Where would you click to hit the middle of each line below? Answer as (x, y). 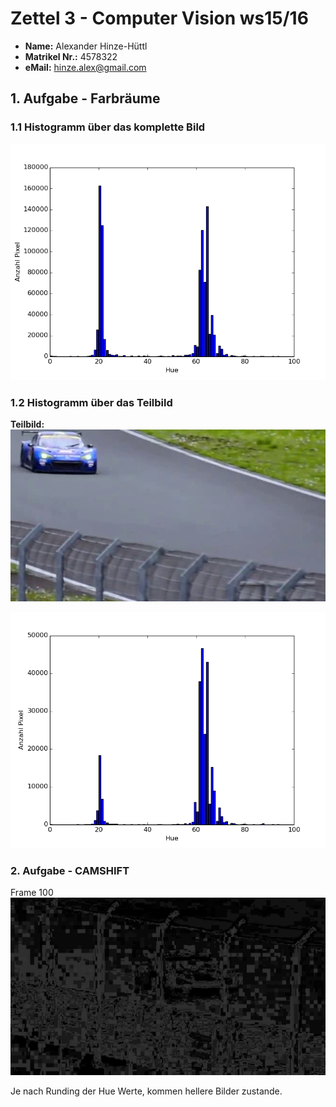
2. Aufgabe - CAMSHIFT (70, 870)
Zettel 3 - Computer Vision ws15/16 (159, 18)
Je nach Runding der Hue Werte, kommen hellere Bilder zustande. (146, 1091)
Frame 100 (32, 893)
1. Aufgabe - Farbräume (85, 98)
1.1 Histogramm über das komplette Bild (108, 127)
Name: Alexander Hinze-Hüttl (86, 46)
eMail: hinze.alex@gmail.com (85, 67)
